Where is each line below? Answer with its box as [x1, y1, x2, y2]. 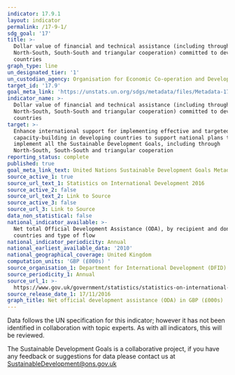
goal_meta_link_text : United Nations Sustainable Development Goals [7, 166, 211, 174]
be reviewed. [7, 331, 45, 340]
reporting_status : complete [7, 154, 90, 161]
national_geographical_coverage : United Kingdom [7, 252, 152, 259]
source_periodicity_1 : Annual [7, 271, 96, 278]
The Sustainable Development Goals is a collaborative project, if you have [7, 345, 220, 353]
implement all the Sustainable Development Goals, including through [13, 141, 220, 148]
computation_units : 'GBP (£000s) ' [7, 258, 111, 265]
